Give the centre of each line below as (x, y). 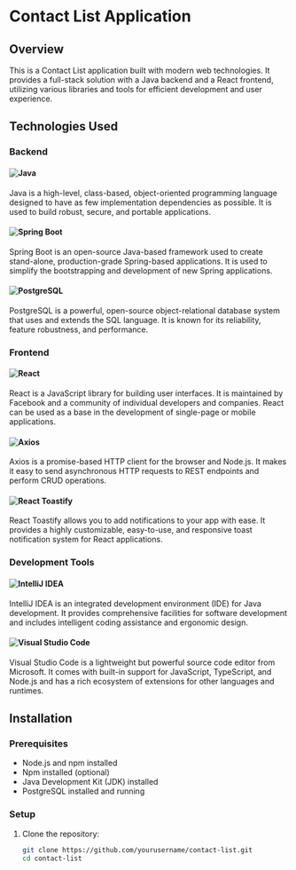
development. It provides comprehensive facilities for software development (148, 613)
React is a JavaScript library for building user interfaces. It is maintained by (146, 393)
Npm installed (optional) (66, 772)
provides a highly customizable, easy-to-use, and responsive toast (131, 530)
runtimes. (27, 691)
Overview (37, 49)
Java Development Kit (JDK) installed (90, 782)
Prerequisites (39, 744)
